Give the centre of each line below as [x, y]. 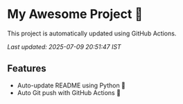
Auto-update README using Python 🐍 [71, 85]
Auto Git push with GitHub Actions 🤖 [69, 92]
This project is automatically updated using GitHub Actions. [92, 33]
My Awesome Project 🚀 [75, 14]
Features [27, 69]
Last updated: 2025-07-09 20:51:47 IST [64, 46]
